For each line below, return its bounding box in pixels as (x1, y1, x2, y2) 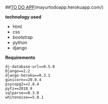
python (12, 39, 28, 45)
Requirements (5, 54, 36, 60)
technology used (5, 14, 42, 19)
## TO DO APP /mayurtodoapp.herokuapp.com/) (5, 4, 104, 10)
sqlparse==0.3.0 (5, 90, 39, 95)
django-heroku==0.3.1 (5, 73, 51, 78)
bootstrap (12, 34, 33, 40)
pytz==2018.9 (5, 86, 33, 91)
